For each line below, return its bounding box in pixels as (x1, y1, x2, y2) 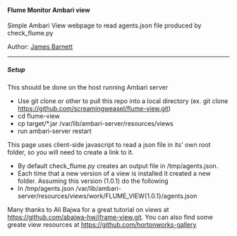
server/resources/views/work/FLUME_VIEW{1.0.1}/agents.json (17, 191, 197, 201)
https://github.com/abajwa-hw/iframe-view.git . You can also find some (7, 213, 213, 222)
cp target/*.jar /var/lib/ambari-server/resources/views (17, 119, 174, 128)
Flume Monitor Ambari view (7, 6, 90, 14)
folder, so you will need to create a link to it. (7, 148, 134, 157)
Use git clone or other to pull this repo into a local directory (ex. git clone (17, 97, 229, 105)
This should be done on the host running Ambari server (7, 83, 168, 92)
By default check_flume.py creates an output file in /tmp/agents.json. (17, 162, 219, 170)
